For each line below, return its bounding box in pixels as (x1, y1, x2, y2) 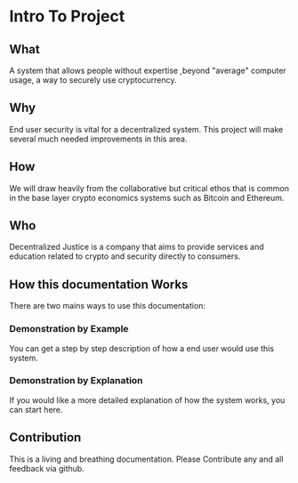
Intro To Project (9, 6, 125, 27)
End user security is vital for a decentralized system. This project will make (9, 124, 284, 134)
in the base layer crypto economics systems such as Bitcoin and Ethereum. (9, 192, 285, 203)
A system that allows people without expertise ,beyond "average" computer (9, 65, 286, 76)
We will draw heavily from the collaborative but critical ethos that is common (9, 182, 289, 193)
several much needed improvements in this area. (9, 133, 188, 144)
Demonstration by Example (9, 323, 129, 335)
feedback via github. (9, 463, 85, 473)
